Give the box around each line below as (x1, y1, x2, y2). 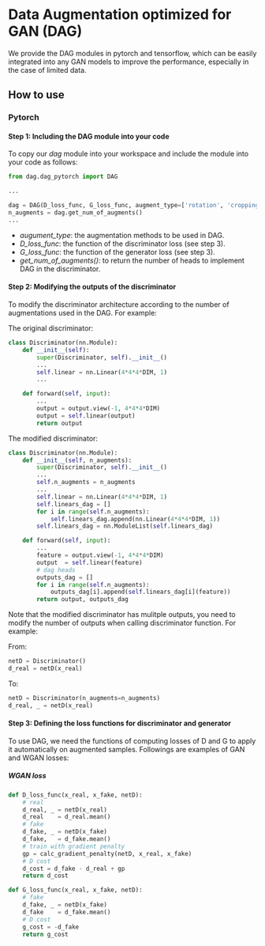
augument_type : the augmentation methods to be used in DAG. (19, 230, 225, 240)
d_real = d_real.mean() (22, 813, 111, 821)
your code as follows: (8, 157, 78, 167)
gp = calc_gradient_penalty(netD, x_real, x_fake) (22, 850, 192, 857)
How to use (8, 89, 65, 102)
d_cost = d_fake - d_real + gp (22, 865, 125, 872)
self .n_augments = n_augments (36, 479, 136, 486)
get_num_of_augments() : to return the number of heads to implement (19, 255, 244, 265)
